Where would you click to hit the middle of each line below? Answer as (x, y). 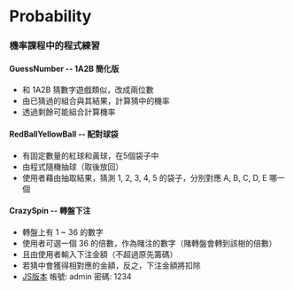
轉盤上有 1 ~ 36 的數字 (62, 231)
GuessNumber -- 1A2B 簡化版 (64, 68)
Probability (50, 16)
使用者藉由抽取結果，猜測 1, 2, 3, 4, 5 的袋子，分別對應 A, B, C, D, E (144, 177)
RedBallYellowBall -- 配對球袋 (64, 134)
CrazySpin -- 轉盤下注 (50, 211)
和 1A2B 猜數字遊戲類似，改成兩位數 (88, 90)
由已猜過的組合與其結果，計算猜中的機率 (96, 101)
